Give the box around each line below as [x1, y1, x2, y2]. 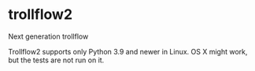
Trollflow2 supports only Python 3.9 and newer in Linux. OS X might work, [8, 47, 248, 56]
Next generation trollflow [8, 32, 89, 41]
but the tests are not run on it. [8, 55, 105, 65]
